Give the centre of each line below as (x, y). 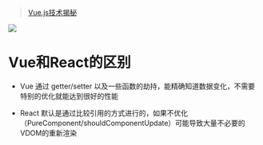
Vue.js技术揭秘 (52, 12)
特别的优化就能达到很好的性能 (69, 96)
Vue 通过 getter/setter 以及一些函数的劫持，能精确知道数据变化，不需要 (137, 86)
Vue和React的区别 (70, 63)
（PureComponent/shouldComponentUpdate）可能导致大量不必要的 (132, 123)
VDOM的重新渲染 (48, 133)
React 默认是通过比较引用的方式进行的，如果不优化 (104, 113)
